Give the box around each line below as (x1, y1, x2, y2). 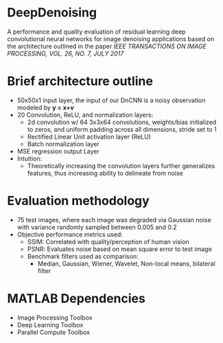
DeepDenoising (7, 5, 97, 21)
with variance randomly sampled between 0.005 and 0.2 (16, 223, 177, 231)
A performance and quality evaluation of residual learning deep (7, 27, 186, 36)
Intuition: (16, 154, 43, 163)
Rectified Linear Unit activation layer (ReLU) (27, 132, 151, 141)
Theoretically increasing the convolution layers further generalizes (27, 161, 215, 169)
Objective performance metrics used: (16, 230, 124, 238)
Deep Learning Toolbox (16, 320, 84, 329)
